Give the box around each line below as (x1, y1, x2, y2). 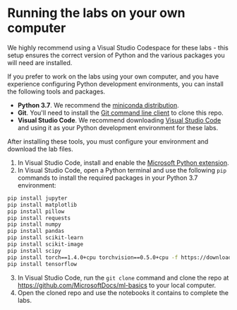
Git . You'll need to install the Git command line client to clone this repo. (17, 108, 224, 117)
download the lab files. (7, 144, 74, 153)
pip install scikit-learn (7, 234, 83, 241)
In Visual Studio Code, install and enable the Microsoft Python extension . (17, 158, 229, 167)
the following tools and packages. (7, 87, 106, 96)
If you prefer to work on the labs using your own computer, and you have (7, 72, 219, 81)
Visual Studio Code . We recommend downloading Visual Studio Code (17, 115, 221, 125)
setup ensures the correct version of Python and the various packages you (7, 51, 226, 59)
